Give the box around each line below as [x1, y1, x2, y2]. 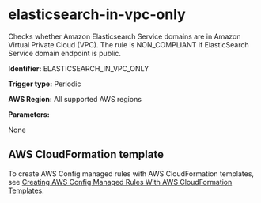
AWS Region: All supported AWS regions [8, 94, 142, 103]
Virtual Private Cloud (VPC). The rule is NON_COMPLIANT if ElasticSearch [8, 39, 249, 49]
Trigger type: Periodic [8, 79, 81, 88]
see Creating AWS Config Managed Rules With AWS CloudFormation [8, 177, 233, 186]
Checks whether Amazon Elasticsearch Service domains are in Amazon [8, 32, 241, 41]
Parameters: [8, 109, 50, 119]
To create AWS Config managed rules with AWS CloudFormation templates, [8, 168, 255, 179]
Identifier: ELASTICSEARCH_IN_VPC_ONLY [8, 63, 149, 73]
